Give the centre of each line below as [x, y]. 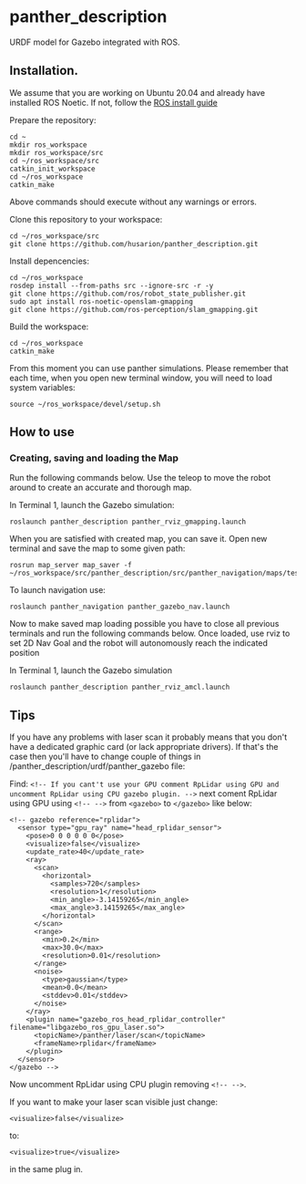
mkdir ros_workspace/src [56, 152]
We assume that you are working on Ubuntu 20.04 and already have [138, 92]
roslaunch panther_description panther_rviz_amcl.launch [120, 687]
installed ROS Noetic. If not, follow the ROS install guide [114, 102]
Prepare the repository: [53, 119]
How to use [42, 432]
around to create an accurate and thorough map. [101, 488]
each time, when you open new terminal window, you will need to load [141, 378]
